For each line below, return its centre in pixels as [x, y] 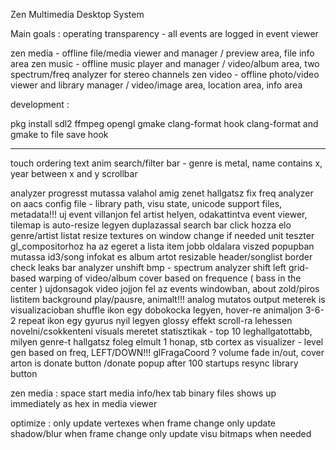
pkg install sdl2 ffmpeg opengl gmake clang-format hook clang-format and [164, 123]
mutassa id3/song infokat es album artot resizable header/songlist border [161, 257]
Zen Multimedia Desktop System [77, 14]
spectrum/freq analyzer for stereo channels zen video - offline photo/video [165, 74]
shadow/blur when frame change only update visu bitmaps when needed [161, 433]
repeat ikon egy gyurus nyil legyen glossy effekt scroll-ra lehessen [155, 320]
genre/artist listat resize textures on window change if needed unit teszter [162, 235]
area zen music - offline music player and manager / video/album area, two [165, 63]
